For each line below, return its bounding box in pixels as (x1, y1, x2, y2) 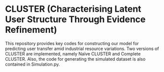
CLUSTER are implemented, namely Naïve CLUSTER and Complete (5, 50, 141, 57)
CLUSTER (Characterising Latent (5, 3, 141, 15)
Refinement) (5, 24, 58, 35)
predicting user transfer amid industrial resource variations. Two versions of (5, 46, 159, 51)
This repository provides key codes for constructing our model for (5, 40, 139, 46)
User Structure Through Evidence (5, 14, 146, 25)
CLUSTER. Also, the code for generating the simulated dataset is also (5, 56, 146, 62)
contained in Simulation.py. (5, 61, 60, 67)
